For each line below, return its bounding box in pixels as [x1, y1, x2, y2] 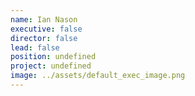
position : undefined [10, 52, 97, 62]
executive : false [10, 24, 83, 34]
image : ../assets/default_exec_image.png [10, 71, 186, 81]
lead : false [10, 42, 60, 53]
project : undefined [10, 61, 92, 71]
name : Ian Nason [10, 14, 78, 25]
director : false [10, 33, 78, 43]
